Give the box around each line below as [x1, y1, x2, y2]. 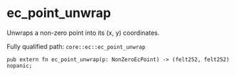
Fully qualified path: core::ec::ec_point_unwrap [6, 42, 146, 50]
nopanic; [6, 62, 33, 69]
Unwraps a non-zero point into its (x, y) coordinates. [6, 28, 160, 37]
